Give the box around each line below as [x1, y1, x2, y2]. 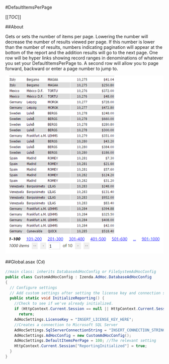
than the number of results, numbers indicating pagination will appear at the [5, 44, 162, 50]
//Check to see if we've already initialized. [14, 301, 114, 306]
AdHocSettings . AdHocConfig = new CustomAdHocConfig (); [14, 333, 132, 338]
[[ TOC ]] [5, 14, 21, 20]
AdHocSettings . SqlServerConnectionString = [14, 327, 107, 333]
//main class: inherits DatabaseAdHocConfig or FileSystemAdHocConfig [5, 269, 156, 274]
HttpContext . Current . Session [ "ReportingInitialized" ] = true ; [14, 343, 147, 349]
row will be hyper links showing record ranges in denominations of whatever [5, 55, 163, 61]
